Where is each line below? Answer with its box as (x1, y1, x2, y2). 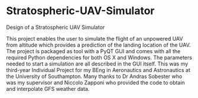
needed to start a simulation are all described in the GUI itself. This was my (6, 60, 189, 67)
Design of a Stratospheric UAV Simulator (6, 24, 105, 31)
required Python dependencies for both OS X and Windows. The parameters (6, 54, 192, 61)
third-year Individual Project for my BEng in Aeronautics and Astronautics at (6, 66, 191, 73)
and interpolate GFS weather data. (6, 85, 90, 92)
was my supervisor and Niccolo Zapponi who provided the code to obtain (6, 79, 185, 86)
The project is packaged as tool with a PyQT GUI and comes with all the (6, 47, 181, 54)
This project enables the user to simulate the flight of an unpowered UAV (6, 35, 183, 42)
